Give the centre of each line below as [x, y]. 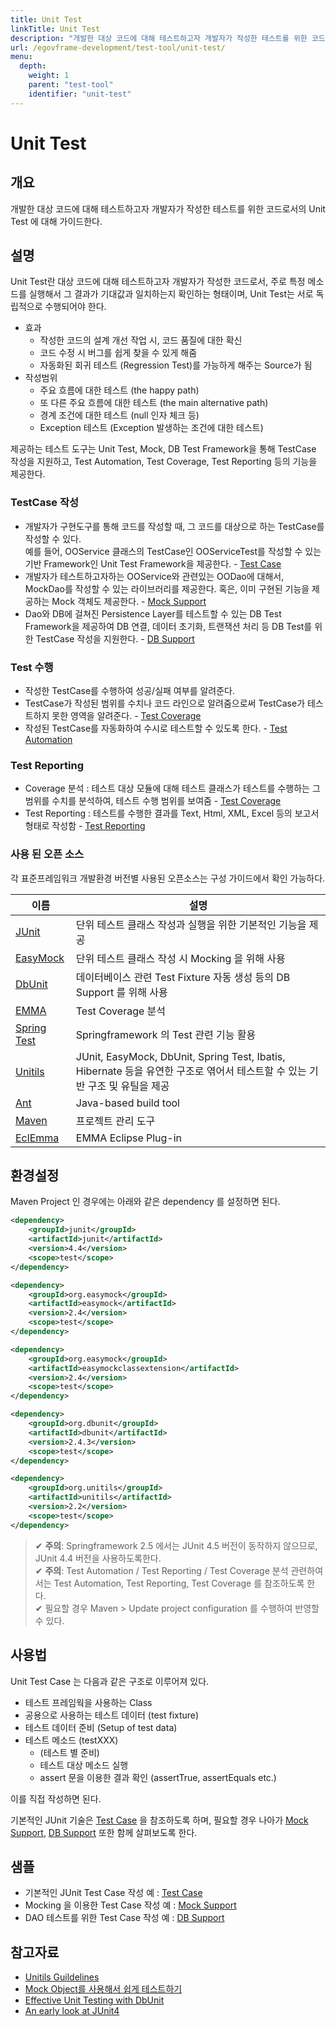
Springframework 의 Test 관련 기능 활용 [166, 1034]
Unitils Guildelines [62, 1977]
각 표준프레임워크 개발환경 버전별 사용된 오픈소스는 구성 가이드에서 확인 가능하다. [168, 878]
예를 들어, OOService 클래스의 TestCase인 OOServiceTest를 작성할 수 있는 [173, 551]
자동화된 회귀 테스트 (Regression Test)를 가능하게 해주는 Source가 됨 [176, 365]
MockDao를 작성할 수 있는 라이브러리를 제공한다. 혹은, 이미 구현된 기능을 [167, 588]
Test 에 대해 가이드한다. [56, 221]
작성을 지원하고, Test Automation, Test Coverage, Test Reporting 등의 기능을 [164, 462]
